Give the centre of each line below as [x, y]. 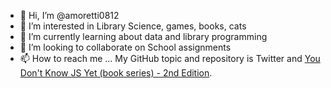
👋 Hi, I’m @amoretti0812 [69, 15]
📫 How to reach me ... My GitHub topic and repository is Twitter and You [170, 58]
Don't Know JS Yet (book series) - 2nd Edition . [116, 73]
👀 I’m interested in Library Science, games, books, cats [133, 26]
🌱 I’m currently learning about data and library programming [143, 36]
